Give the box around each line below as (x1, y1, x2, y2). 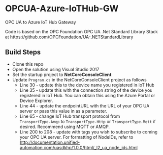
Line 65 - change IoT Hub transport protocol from (19, 113, 120, 119)
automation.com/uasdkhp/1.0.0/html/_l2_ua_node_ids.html (19, 144, 138, 150)
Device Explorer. (19, 98, 53, 103)
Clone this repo (12, 61, 43, 67)
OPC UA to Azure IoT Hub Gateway (5, 19, 76, 25)
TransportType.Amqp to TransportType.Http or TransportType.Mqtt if (19, 118, 156, 124)
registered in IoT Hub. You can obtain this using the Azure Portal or (19, 92, 156, 98)
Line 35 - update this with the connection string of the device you (19, 87, 153, 93)
